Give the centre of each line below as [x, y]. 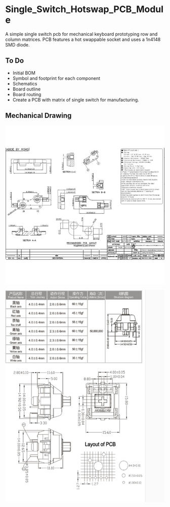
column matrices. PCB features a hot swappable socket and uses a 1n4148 [83, 39]
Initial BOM [24, 73]
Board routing [27, 94]
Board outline [27, 89]
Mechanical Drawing [38, 116]
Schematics [25, 83]
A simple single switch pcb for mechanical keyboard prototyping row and [81, 34]
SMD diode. [17, 44]
